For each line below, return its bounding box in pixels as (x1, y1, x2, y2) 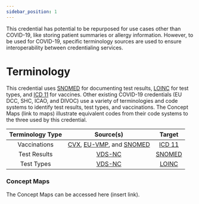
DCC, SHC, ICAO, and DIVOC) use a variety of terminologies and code (6, 97, 178, 104)
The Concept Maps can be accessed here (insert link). (6, 191, 140, 198)
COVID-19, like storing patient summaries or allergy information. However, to (6, 31, 194, 39)
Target (159, 130, 179, 139)
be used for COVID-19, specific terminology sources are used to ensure (6, 37, 182, 45)
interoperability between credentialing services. (6, 44, 123, 51)
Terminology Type (9, 130, 63, 139)
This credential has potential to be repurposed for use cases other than (6, 25, 181, 32)
